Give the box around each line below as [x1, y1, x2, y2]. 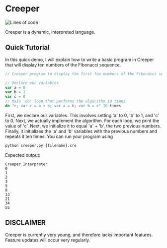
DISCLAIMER [5, 219, 46, 227]
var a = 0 [5, 85, 26, 90]
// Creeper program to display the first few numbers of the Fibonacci [5, 71, 157, 76]
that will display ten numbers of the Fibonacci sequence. [5, 62, 121, 67]
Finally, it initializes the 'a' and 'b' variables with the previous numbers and [5, 128, 158, 134]
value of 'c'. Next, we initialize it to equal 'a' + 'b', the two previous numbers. [5, 123, 162, 129]
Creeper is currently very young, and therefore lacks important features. [5, 232, 153, 238]
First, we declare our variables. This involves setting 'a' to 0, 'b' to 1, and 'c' [5, 112, 160, 118]
